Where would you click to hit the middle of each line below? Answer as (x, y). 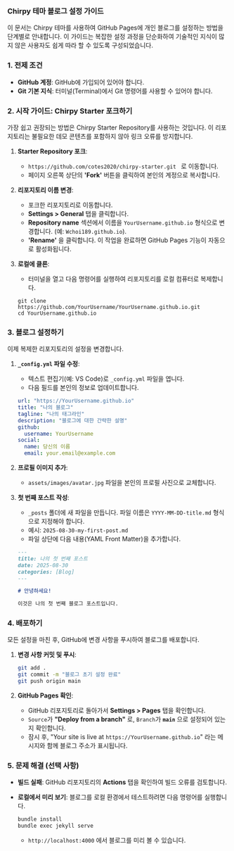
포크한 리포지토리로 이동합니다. (70, 205)
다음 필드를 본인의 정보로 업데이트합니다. (83, 388)
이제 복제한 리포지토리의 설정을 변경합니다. (66, 349)
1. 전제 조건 (25, 65)
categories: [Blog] (46, 572)
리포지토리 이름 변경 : (45, 190)
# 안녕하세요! (34, 591)
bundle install (40, 819)
